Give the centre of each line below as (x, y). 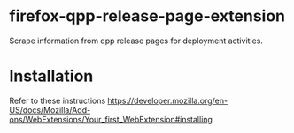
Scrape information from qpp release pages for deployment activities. (136, 41)
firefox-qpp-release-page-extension (147, 16)
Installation (51, 76)
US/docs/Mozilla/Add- (50, 110)
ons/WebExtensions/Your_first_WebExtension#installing (111, 119)
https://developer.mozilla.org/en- (168, 100)
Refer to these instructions (58, 100)
